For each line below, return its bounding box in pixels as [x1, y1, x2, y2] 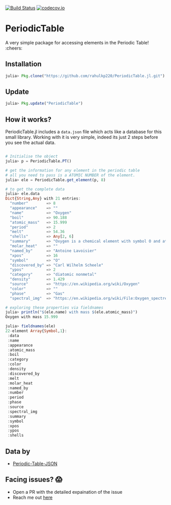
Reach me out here [12, 494, 53, 500]
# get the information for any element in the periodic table [5, 167, 140, 173]
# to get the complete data [5, 186, 65, 191]
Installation [5, 60, 42, 68]
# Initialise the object [5, 154, 58, 159]
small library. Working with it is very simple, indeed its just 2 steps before [5, 134, 159, 140]
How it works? [5, 115, 52, 124]
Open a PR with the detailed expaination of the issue [12, 489, 123, 495]
